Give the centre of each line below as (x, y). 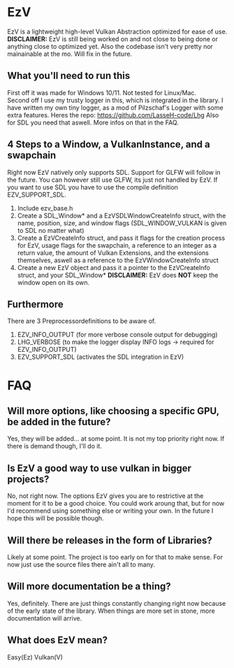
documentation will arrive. (45, 618)
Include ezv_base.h (45, 208)
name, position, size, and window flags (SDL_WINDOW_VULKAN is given (122, 223)
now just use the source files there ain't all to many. (81, 564)
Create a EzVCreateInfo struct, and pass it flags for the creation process (121, 238)
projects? (28, 479)
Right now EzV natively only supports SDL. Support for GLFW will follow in (114, 172)
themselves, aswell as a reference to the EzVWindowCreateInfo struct (118, 260)
